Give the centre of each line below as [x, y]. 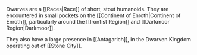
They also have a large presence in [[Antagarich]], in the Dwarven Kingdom [99, 39]
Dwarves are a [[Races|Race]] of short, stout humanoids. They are [87, 9]
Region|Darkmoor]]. [30, 28]
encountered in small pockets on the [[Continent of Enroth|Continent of [93, 15]
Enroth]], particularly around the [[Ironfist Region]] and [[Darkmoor [88, 22]
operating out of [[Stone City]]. [44, 46]
